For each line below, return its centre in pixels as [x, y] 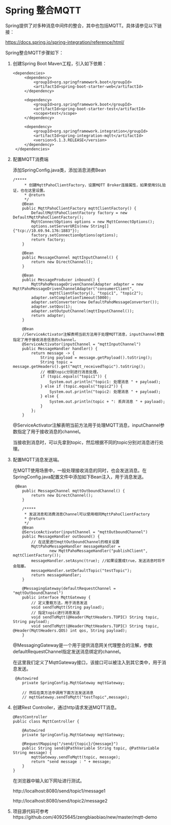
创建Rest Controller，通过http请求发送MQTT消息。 [66, 707]
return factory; [48, 240]
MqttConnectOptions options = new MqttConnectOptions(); [93, 222]
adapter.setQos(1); [52, 307]
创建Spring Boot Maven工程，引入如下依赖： [60, 63]
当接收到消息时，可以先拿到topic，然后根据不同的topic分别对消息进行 [86, 442]
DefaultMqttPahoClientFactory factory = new [79, 213]
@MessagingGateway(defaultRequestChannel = [69, 588]
